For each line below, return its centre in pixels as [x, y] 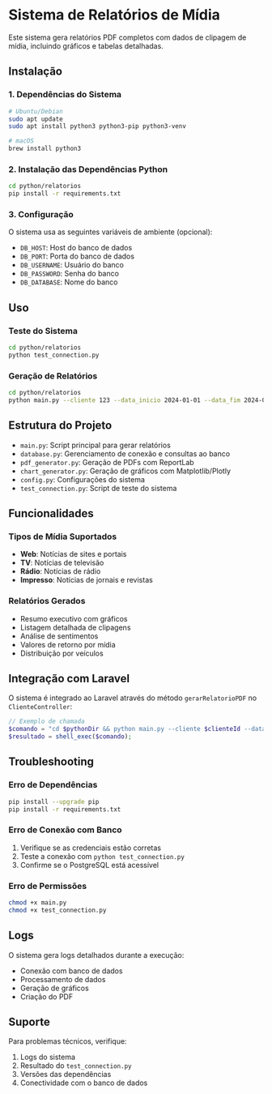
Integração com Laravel [69, 679]
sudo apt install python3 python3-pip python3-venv [97, 126]
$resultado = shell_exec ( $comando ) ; [70, 737]
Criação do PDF [47, 996]
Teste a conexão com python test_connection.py [102, 856]
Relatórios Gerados [47, 601]
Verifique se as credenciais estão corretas [91, 848]
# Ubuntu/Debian [36, 111]
